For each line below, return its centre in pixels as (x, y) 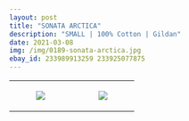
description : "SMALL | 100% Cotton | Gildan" (95, 34)
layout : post (33, 17)
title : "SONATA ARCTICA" (55, 26)
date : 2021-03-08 (41, 42)
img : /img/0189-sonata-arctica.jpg (75, 51)
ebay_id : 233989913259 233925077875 (77, 59)
